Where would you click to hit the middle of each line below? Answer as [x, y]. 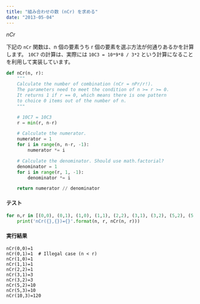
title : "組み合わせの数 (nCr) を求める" [52, 12]
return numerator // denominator [59, 189]
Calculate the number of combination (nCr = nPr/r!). [85, 84]
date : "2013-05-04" [30, 17]
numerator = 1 [34, 139]
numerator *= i [47, 150]
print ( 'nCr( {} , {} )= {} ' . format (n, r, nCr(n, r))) [79, 221]
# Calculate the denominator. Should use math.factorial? [90, 161]
